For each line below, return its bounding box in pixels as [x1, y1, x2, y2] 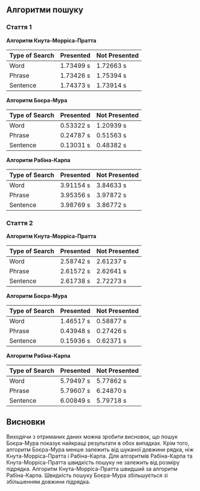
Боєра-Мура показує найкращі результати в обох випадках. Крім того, [6, 439, 190, 447]
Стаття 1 [6, 23, 32, 31]
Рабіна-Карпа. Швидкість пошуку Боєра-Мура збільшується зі [6, 472, 168, 479]
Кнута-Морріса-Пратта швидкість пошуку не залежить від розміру [6, 458, 180, 466]
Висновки [6, 417, 45, 427]
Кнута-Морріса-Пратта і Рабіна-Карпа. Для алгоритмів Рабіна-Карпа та [6, 452, 193, 460]
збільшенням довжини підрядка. [6, 478, 91, 485]
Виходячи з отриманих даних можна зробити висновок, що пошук [6, 433, 178, 440]
